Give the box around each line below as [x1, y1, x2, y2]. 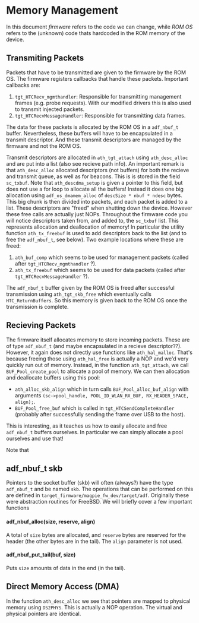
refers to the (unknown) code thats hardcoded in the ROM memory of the [6, 29, 185, 36]
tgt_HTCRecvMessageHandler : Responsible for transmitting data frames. [14, 112, 186, 119]
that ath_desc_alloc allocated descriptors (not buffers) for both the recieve [6, 166, 189, 173]
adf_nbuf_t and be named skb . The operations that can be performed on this [6, 485, 194, 493]
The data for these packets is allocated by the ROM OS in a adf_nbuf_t [6, 123, 179, 131]
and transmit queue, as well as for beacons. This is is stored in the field [6, 173, 180, 180]
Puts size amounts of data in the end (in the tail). [6, 564, 126, 571]
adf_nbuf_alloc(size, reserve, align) [6, 518, 96, 525]
